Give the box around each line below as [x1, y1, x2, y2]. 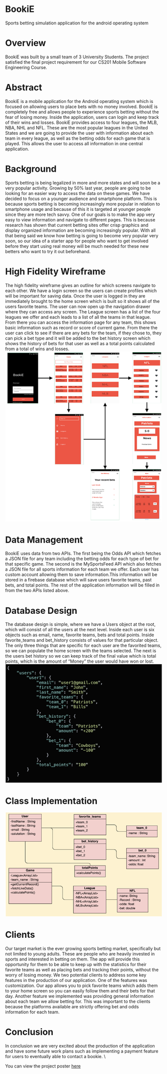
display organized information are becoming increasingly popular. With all [5, 227, 156, 233]
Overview [5, 37, 46, 49]
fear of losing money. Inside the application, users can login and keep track [5, 114, 159, 120]
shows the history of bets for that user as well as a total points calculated [5, 340, 155, 346]
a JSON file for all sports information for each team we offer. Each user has [5, 566, 159, 573]
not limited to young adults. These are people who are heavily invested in [5, 951, 155, 957]
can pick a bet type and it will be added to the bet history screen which [5, 335, 151, 341]
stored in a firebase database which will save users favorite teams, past [5, 577, 152, 583]
